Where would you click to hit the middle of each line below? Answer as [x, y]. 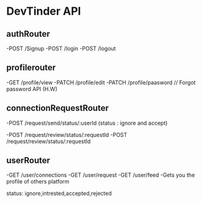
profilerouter [31, 68]
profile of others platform [38, 182]
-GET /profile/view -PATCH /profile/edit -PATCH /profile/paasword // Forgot [101, 82]
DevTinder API [44, 11]
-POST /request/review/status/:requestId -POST [67, 135]
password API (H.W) [32, 89]
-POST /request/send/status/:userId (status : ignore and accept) [87, 123]
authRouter [28, 34]
